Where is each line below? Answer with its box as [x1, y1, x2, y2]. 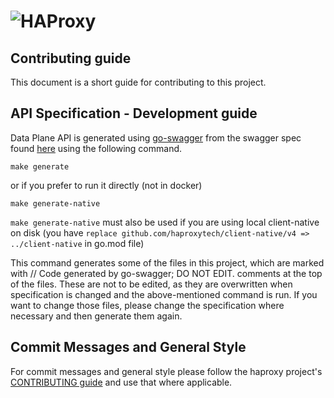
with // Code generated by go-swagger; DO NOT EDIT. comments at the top [10, 267, 323, 279]
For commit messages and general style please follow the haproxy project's [10, 365, 323, 377]
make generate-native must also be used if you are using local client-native [10, 216, 320, 228]
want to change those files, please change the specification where [10, 299, 285, 311]
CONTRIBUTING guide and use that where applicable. [10, 376, 233, 388]
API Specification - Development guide [10, 105, 258, 122]
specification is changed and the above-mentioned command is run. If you [10, 288, 318, 300]
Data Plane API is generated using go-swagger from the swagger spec [10, 131, 302, 144]
